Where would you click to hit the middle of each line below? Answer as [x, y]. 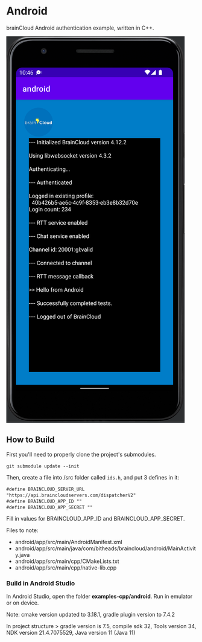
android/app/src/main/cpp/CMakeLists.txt [67, 561]
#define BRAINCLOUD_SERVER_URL [46, 489]
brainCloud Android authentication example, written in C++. [80, 28]
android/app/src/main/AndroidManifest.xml [68, 542]
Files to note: [22, 530]
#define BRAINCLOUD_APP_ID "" [44, 501]
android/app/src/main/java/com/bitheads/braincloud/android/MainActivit [105, 548]
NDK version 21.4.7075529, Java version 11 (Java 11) [71, 633]
